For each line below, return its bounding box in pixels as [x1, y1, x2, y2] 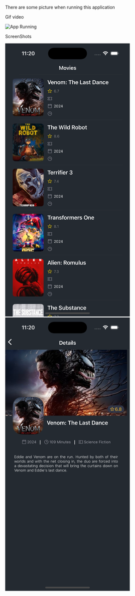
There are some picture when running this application [5, 5, 116, 10]
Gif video [5, 14, 24, 20]
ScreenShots [5, 34, 32, 39]
